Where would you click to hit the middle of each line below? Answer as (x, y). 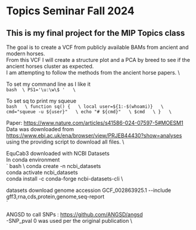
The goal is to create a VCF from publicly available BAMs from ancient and (97, 47)
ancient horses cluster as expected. (50, 66)
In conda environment (33, 160)
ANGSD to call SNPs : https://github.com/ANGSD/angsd (74, 215)
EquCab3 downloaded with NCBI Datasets (58, 153)
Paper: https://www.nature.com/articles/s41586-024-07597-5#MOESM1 (95, 123)
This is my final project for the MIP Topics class (96, 33)
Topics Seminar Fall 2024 (71, 11)
